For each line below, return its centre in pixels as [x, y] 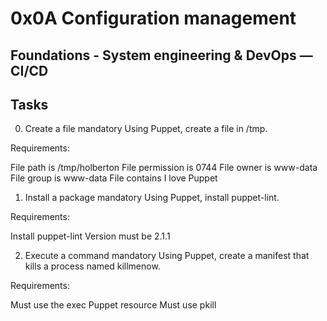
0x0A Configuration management [153, 18]
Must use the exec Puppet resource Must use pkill [113, 305]
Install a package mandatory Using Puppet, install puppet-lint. [152, 198]
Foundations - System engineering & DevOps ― [161, 55]
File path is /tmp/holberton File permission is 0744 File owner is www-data [164, 168]
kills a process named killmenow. [92, 266]
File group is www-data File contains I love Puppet [114, 178]
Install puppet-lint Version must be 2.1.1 [90, 236]
